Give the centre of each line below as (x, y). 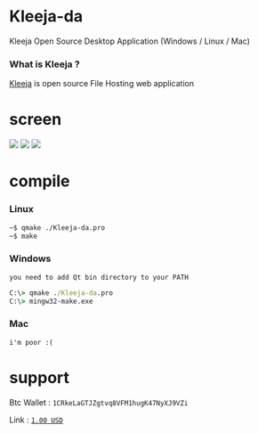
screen (36, 120)
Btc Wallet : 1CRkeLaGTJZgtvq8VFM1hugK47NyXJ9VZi (99, 402)
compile (40, 181)
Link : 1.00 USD (36, 420)
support (39, 377)
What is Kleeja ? (44, 64)
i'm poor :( (31, 342)
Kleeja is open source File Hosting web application (101, 84)
